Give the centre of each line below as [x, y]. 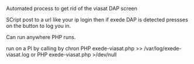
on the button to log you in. [39, 26]
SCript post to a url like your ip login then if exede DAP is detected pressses [97, 19]
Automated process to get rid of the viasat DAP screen [72, 8]
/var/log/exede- [163, 48]
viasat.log [18, 54]
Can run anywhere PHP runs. [41, 37]
